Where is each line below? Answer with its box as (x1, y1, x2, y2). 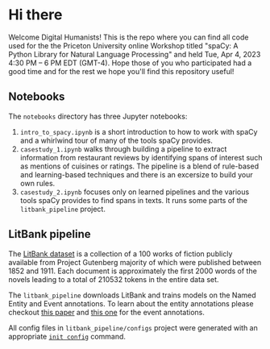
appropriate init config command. (8, 331, 127, 341)
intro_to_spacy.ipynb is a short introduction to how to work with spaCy (19, 127, 258, 136)
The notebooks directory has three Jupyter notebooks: (8, 111, 188, 121)
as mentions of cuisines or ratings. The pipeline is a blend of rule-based (19, 161, 260, 171)
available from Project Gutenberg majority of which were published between (8, 257, 262, 267)
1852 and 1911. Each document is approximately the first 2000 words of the (8, 266, 258, 276)
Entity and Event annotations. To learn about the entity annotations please (8, 298, 254, 308)
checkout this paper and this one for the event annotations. (8, 307, 206, 317)
